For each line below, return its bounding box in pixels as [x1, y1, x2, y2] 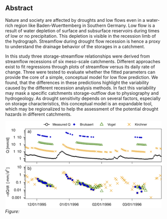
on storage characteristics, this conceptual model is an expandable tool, [5, 100, 153, 106]
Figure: [5, 208, 20, 214]
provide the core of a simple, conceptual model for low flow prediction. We [5, 74, 158, 80]
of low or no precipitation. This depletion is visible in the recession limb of [5, 33, 156, 39]
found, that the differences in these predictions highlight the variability [5, 79, 149, 85]
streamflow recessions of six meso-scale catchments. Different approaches [5, 58, 161, 64]
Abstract [5, 4, 33, 12]
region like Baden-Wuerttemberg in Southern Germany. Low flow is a [14, 22, 155, 28]
